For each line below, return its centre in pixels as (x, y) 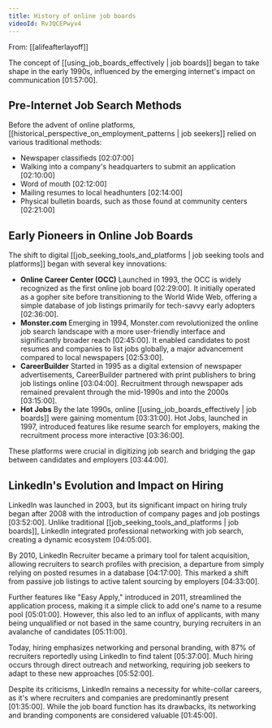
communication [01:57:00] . (53, 80)
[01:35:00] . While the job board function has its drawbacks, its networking (132, 706)
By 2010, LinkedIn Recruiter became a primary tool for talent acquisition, (129, 555)
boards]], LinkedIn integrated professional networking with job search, (126, 531)
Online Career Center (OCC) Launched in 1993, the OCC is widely (131, 280)
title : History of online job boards (72, 16)
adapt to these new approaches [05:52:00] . (81, 673)
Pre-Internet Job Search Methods (95, 105)
